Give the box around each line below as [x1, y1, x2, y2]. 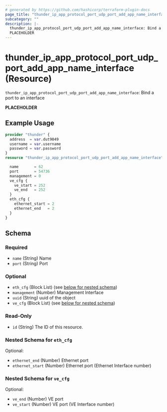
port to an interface [5, 95, 45, 101]
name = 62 [9, 164, 43, 169]
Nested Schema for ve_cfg [5, 375, 70, 382]
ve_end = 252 [14, 187, 46, 192]
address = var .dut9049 [9, 137, 59, 142]
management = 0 [9, 173, 41, 178]
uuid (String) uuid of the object [12, 295, 76, 301]
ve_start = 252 [14, 183, 46, 188]
